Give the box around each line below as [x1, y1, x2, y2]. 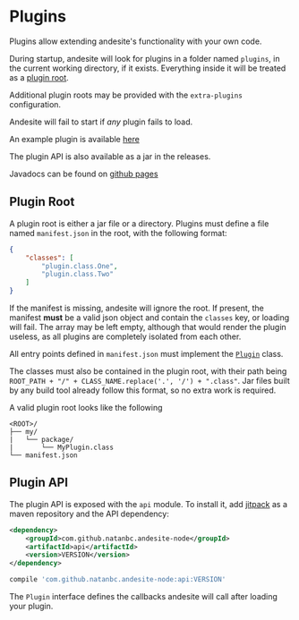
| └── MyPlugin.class [9, 443, 115, 452]
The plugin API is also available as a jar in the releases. [9, 150, 211, 162]
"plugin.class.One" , [41, 261, 118, 270]
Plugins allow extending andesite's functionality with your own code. [9, 36, 262, 47]
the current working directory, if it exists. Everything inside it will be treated [9, 63, 286, 73]
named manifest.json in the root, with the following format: [9, 227, 227, 238]
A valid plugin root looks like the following [9, 403, 163, 412]
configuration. [9, 98, 61, 109]
